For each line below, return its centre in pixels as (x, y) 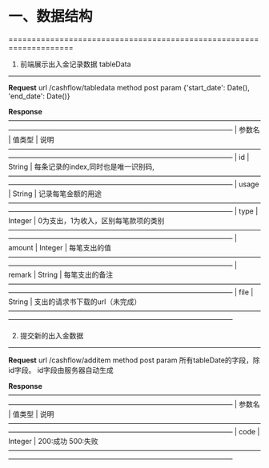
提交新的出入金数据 (52, 335)
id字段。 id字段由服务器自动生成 (61, 370)
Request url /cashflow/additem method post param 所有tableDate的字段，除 (134, 360)
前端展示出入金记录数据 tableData (75, 64)
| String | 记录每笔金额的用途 (55, 194)
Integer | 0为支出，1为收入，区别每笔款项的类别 (86, 220)
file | (246, 292)
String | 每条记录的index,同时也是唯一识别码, (81, 166)
